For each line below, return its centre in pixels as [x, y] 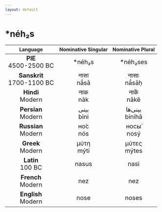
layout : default [21, 10]
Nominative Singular [84, 49]
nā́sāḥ [134, 83]
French [31, 177]
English [31, 194]
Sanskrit [31, 75]
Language [31, 49]
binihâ [133, 117]
